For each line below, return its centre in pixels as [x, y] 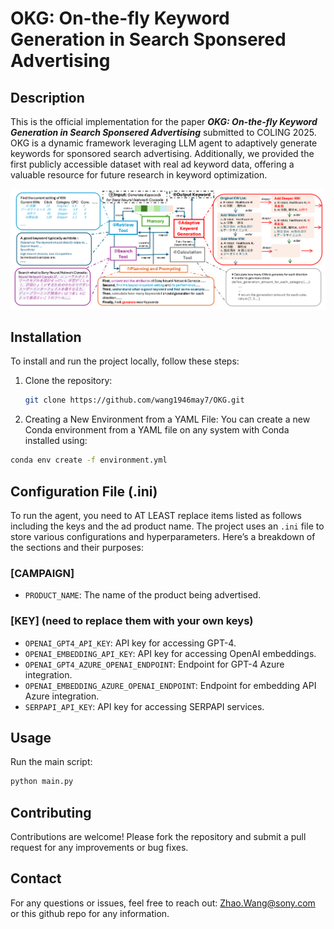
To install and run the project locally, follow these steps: [125, 361]
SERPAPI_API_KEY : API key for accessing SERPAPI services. [144, 706]
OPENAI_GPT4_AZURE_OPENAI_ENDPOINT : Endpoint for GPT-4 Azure [154, 664]
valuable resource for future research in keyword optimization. [139, 175]
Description [47, 97]
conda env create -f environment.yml [89, 460]
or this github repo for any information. [90, 913]
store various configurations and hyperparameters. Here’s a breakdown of [163, 536]
